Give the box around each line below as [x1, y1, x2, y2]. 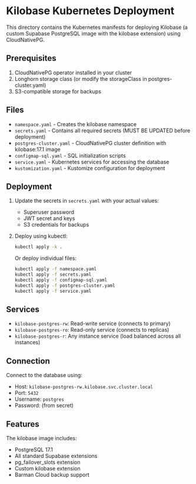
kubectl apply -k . [14, 244, 63, 250]
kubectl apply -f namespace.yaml [14, 266, 97, 272]
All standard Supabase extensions [14, 453, 98, 460]
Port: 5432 [14, 390, 39, 397]
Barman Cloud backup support [14, 471, 89, 479]
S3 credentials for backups [23, 221, 89, 228]
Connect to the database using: [6, 372, 82, 379]
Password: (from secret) [14, 402, 74, 409]
